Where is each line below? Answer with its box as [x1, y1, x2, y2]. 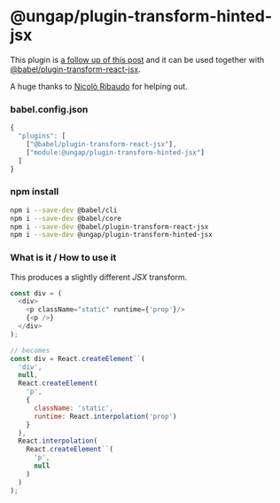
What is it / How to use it [10, 251, 117, 263]
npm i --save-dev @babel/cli [10, 206, 118, 215]
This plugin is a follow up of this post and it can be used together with [10, 54, 265, 65]
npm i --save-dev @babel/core [10, 214, 122, 223]
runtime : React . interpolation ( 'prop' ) [33, 412, 177, 420]
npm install [10, 185, 59, 198]
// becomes [10, 346, 51, 355]
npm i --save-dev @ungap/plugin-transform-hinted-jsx [10, 231, 214, 240]
